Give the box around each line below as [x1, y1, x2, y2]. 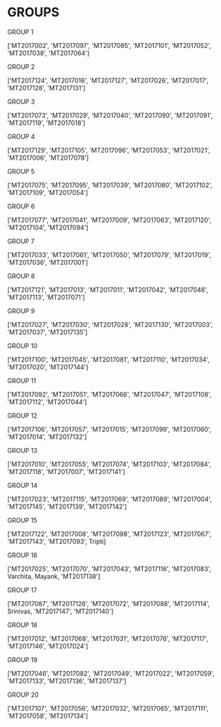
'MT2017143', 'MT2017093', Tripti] [7, 537, 106, 545]
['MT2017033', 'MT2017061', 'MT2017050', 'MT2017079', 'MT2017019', [7, 250, 212, 259]
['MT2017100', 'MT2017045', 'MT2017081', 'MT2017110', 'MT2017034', [7, 355, 210, 364]
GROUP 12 [7, 411, 37, 420]
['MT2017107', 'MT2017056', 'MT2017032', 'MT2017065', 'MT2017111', [7, 704, 209, 712]
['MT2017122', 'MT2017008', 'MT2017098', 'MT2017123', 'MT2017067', [7, 529, 212, 538]
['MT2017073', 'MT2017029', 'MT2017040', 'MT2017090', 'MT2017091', [7, 111, 213, 119]
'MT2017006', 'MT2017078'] [7, 153, 89, 162]
